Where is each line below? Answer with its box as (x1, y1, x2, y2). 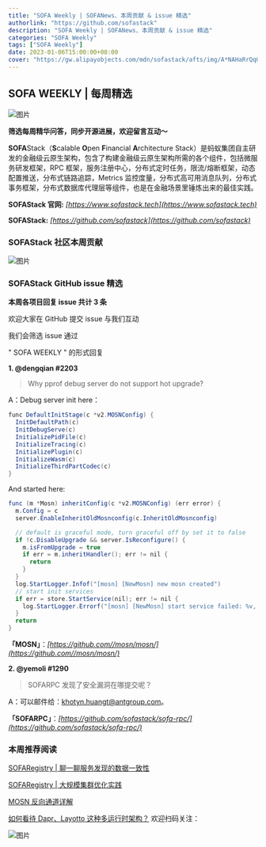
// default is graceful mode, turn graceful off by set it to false (15, 528, 246, 537)
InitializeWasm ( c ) (15, 455, 77, 463)
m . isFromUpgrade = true (22, 543, 101, 551)
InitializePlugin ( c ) (15, 448, 83, 456)
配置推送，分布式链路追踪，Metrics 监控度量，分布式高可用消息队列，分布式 (8, 173, 257, 182)
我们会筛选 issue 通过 (8, 331, 78, 340)
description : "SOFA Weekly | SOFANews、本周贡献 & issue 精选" (8, 26, 213, 34)
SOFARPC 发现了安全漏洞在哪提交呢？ (27, 680, 153, 689)
